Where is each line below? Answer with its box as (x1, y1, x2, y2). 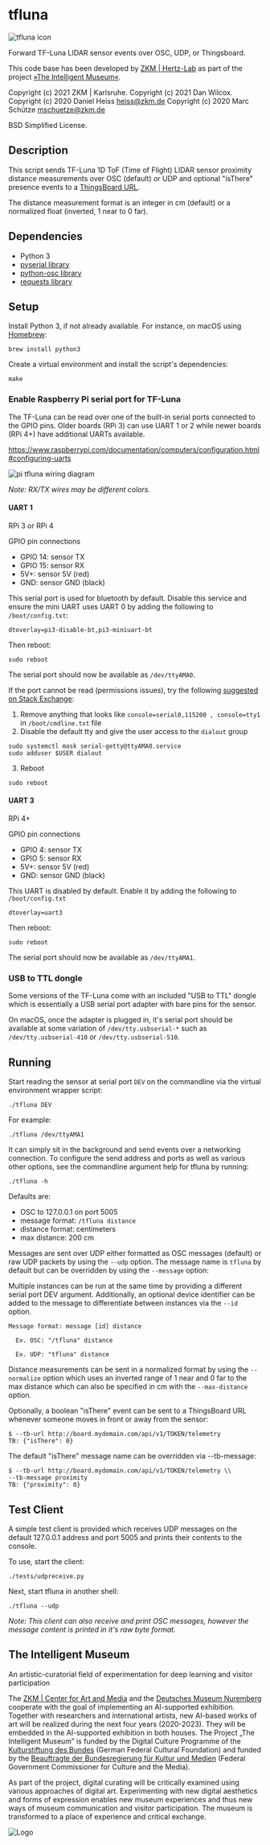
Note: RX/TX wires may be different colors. (8, 485, 151, 494)
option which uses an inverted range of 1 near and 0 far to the (43, 1373, 247, 1383)
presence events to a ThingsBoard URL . (8, 182, 141, 192)
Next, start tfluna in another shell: (8, 1587, 119, 1595)
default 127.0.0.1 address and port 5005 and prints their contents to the (8, 1533, 243, 1542)
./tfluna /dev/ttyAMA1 (8, 1131, 84, 1139)
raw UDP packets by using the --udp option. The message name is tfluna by (8, 1257, 262, 1267)
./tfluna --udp (8, 1602, 59, 1610)
